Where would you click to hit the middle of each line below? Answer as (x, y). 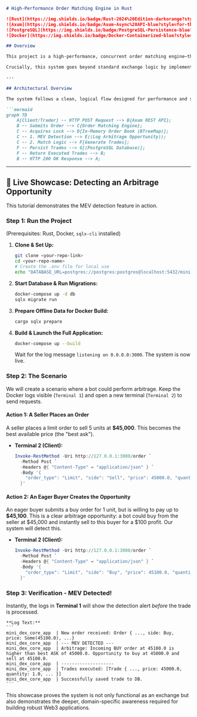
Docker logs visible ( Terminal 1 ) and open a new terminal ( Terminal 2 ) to (94, 395)
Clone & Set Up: (34, 245)
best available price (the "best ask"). (50, 434)
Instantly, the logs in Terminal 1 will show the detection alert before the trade (99, 606)
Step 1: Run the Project (39, 221)
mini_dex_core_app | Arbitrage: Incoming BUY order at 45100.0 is (90, 648)
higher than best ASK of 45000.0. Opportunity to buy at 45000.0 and (93, 653)
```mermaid (19, 109)
